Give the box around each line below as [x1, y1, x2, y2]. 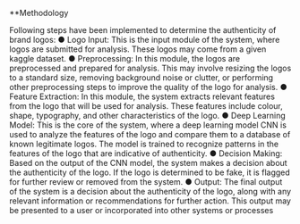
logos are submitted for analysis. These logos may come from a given [9, 44, 267, 54]
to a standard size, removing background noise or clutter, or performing [9, 72, 274, 83]
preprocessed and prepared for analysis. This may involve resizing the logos [9, 62, 292, 73]
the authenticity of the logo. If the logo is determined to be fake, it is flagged [9, 167, 291, 178]
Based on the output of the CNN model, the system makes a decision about [9, 158, 288, 168]
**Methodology [9, 8, 69, 18]
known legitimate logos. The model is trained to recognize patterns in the [9, 138, 279, 149]
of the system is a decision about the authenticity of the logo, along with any [9, 187, 292, 196]
